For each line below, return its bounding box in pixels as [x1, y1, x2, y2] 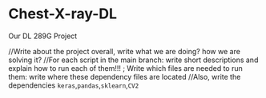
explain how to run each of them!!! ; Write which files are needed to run [8, 63, 243, 73]
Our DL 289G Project [8, 31, 78, 41]
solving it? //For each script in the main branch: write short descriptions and [8, 55, 259, 65]
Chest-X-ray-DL [8, 5, 118, 23]
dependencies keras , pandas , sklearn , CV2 [8, 80, 139, 90]
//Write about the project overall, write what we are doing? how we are [8, 46, 240, 56]
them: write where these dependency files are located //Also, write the [8, 72, 241, 81]
